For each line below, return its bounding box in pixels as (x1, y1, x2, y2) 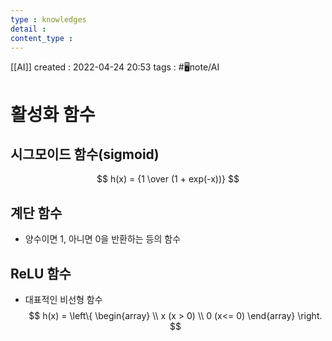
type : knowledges (10, 14, 87, 25)
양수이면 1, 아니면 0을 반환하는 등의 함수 (24, 233, 182, 245)
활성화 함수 (10, 103, 96, 126)
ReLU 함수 (10, 265, 72, 282)
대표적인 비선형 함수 (24, 294, 103, 305)
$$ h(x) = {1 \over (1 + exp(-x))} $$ (96, 173, 240, 185)
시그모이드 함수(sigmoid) (10, 146, 160, 163)
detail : (10, 24, 47, 34)
